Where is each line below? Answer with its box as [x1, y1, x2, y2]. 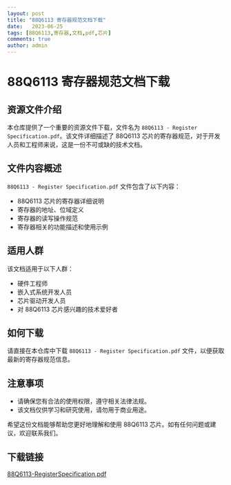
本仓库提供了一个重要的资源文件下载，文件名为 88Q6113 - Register [7, 123, 198, 131]
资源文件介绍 [7, 103, 62, 115]
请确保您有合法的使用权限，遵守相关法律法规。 [17, 397, 150, 406]
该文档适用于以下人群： [7, 264, 74, 273]
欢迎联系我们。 [19, 429, 62, 437]
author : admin [7, 42, 48, 49]
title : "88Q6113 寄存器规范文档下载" [7, 17, 106, 23]
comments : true [7, 36, 51, 43]
